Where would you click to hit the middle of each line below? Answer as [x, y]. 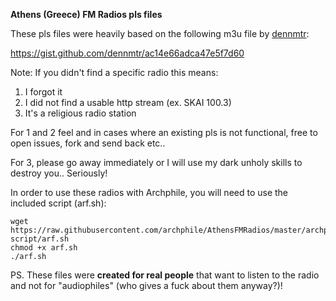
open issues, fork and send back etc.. [88, 143]
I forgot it [43, 92]
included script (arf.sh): [58, 203]
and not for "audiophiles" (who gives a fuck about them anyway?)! [146, 285]
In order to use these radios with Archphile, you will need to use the [149, 192]
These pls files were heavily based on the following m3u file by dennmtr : [160, 33]
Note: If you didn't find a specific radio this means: [114, 72]
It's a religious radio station [80, 113]
